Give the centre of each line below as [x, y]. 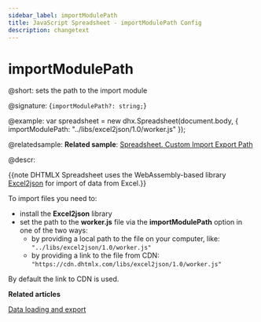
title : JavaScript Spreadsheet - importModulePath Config [105, 23]
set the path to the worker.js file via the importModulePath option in [130, 222]
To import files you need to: [53, 199]
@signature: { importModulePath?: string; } [77, 106]
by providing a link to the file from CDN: [95, 255]
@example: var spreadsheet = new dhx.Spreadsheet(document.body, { [123, 121]
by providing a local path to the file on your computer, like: [125, 239]
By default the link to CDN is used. [64, 279]
